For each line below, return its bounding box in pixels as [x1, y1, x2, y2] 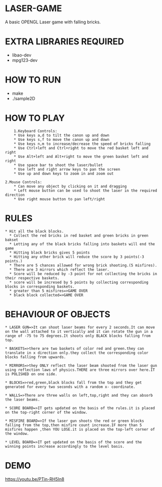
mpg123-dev [12, 57, 38, 63]
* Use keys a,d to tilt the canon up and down [14, 133, 110, 138]
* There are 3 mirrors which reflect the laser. [9, 267, 110, 272]
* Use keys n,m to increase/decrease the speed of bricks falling [14, 141, 151, 146]
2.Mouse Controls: [5, 179, 42, 185]
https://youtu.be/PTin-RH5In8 [5, 476, 65, 482]
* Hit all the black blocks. [5, 229, 64, 234]
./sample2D [12, 95, 35, 101]
